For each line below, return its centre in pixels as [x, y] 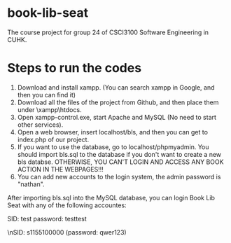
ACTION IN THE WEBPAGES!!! [60, 169]
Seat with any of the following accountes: [67, 205]
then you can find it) [46, 95]
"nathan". [31, 184]
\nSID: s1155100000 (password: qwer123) [67, 232]
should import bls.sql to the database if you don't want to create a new [119, 154]
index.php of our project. [53, 139]
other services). [40, 125]
